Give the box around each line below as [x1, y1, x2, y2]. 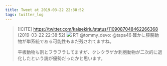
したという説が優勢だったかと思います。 [22, 55, 105, 61]
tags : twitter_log [5, 12, 44, 17]
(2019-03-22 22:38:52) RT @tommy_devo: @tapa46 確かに [17, 32, 146, 38]
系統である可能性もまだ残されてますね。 [31, 38, 114, 44]
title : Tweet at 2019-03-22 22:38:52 [5, 7, 84, 13]
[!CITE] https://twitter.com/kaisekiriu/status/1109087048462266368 [17, 26, 158, 32]
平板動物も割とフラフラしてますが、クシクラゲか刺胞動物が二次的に [17, 49, 158, 55]
